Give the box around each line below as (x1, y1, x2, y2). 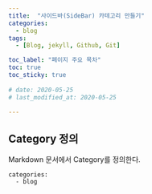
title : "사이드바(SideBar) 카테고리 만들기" (8, 11, 145, 20)
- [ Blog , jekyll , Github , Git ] (15, 42, 121, 50)
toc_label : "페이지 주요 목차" (8, 56, 101, 64)
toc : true (8, 63, 42, 72)
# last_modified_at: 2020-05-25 (8, 93, 117, 101)
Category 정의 (8, 131, 79, 145)
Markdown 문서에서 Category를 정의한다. (8, 155, 141, 164)
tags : (8, 34, 27, 42)
